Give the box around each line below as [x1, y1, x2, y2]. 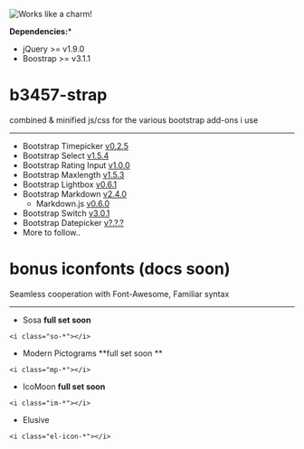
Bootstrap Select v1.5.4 [22, 150, 109, 161]
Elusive [22, 414, 50, 425]
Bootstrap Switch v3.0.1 [22, 208, 110, 219]
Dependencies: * [9, 26, 72, 36]
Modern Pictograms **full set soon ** [22, 348, 163, 359]
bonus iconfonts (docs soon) [9, 258, 231, 279]
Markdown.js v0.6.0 [35, 198, 110, 209]
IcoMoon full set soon [22, 380, 106, 392]
